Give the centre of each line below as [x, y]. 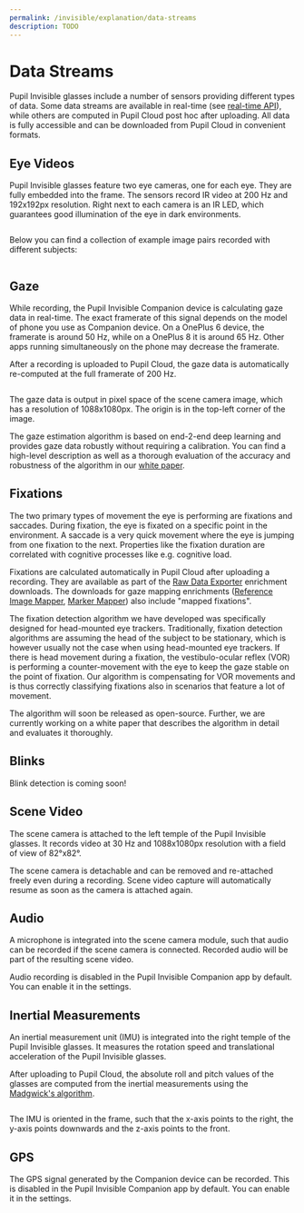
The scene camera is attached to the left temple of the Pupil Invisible [137, 833]
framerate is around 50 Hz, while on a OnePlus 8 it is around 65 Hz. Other [147, 337]
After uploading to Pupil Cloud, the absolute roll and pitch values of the [142, 1074]
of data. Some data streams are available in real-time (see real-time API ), [146, 106]
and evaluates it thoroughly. [61, 732]
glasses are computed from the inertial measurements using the [129, 1084]
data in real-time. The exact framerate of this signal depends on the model [148, 318]
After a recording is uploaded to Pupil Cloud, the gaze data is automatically [149, 364]
